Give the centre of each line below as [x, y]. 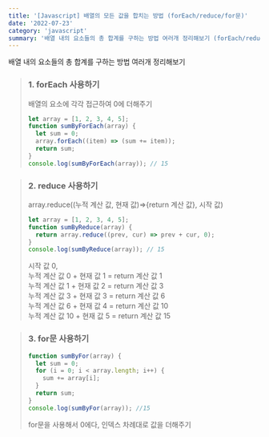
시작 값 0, [43, 266]
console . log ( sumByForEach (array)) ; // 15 [98, 164]
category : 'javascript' [48, 30]
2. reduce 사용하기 [63, 185]
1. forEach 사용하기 [64, 85]
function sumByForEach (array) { [82, 126]
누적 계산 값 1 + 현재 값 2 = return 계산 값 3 [96, 286]
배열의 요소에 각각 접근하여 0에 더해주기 [90, 103]
